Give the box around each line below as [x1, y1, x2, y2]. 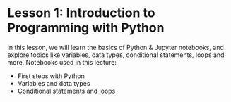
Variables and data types [17, 79, 90, 87]
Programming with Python [7, 20, 165, 36]
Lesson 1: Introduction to [7, 5, 155, 21]
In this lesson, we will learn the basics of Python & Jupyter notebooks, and [7, 43, 225, 51]
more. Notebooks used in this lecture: [7, 58, 117, 66]
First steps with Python [17, 72, 85, 80]
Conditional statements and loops [17, 87, 116, 95]
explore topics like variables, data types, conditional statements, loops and [7, 51, 225, 59]
